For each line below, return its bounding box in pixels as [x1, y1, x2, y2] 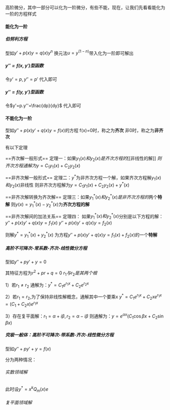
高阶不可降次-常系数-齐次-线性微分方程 [5, 245, 87, 251]
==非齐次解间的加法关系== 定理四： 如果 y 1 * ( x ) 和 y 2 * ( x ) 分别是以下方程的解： [5, 212, 163, 220]
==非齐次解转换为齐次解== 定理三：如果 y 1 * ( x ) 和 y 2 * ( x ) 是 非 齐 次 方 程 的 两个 [5, 193, 158, 201]
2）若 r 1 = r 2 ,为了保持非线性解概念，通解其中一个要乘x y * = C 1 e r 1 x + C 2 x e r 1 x [5, 293, 162, 301]
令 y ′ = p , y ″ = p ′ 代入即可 [5, 76, 57, 82]
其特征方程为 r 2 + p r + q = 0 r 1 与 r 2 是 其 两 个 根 [5, 269, 97, 277]
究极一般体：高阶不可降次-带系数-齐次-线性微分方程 [5, 332, 114, 338]
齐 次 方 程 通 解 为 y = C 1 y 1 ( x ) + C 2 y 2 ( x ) [5, 163, 81, 170]
